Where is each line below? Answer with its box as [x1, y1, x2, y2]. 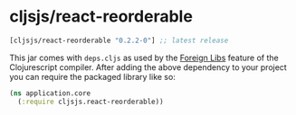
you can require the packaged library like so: [9, 71, 177, 82]
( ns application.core [9, 88, 91, 98]
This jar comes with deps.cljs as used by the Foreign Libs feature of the [9, 52, 279, 63]
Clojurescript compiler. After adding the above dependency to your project [9, 61, 287, 73]
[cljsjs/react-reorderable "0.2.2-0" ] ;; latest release [9, 36, 229, 45]
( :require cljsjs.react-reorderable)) [17, 97, 165, 106]
